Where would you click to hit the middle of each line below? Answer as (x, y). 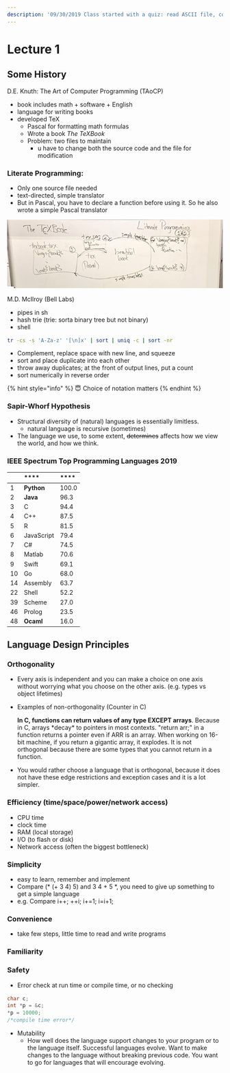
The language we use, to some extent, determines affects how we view (117, 436)
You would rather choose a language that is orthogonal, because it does (118, 770)
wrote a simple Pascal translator (62, 210)
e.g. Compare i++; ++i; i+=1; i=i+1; (65, 901)
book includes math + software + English (75, 104)
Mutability (31, 1033)
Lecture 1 (34, 49)
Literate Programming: (46, 173)
